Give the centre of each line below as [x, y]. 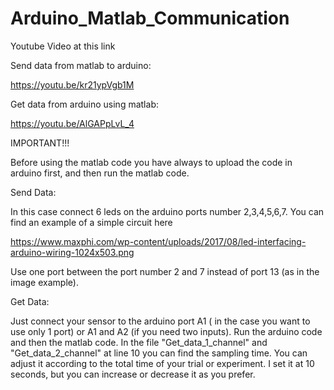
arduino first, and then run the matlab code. [100, 173]
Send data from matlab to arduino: [81, 65]
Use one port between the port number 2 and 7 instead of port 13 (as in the [165, 271]
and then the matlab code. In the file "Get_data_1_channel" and [139, 342]
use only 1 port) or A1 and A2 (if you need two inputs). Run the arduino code [166, 331]
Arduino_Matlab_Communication [150, 18]
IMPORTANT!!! [40, 143]
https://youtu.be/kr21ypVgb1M [72, 84]
